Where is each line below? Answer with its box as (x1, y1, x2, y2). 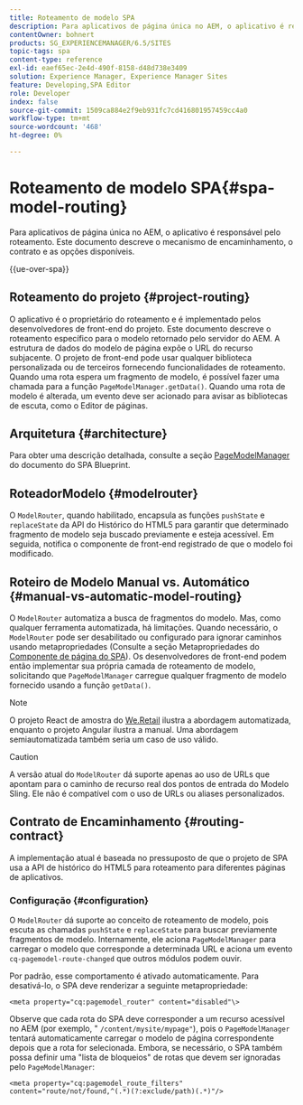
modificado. (9, 548, 54, 559)
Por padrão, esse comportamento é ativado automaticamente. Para (9, 970, 260, 981)
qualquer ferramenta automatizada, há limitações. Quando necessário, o (9, 623, 278, 633)
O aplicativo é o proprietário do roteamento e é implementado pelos (9, 314, 262, 324)
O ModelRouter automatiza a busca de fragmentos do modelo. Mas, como (9, 613, 281, 623)
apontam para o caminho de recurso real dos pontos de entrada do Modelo (9, 779, 289, 790)
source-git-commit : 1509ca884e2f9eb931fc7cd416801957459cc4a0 (9, 106, 248, 115)
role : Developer (9, 89, 70, 98)
